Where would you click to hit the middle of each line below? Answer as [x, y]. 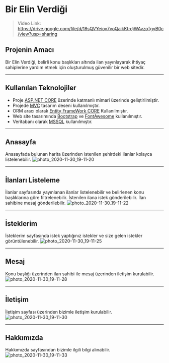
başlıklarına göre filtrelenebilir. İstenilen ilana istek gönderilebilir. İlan [76, 198]
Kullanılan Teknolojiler [41, 88]
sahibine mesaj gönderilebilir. [35, 203]
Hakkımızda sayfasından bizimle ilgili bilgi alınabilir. [58, 350]
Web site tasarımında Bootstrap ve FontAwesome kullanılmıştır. [77, 116]
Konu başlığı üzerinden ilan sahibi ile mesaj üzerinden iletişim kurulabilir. [80, 274]
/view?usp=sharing [37, 34]
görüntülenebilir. [22, 241]
